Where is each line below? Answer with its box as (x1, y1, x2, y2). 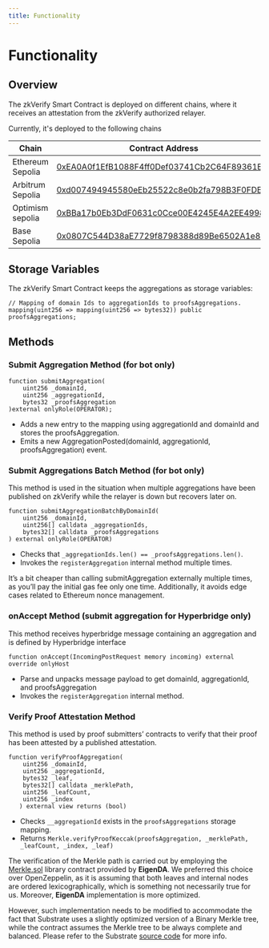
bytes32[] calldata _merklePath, (22, 781, 134, 790)
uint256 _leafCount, (22, 788, 91, 796)
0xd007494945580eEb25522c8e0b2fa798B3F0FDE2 (56, 184, 267, 195)
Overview (8, 78, 58, 92)
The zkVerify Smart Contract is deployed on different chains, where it (8, 99, 238, 109)
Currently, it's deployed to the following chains (8, 124, 162, 133)
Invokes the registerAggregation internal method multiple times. (19, 558, 232, 568)
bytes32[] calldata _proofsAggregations (22, 529, 159, 537)
